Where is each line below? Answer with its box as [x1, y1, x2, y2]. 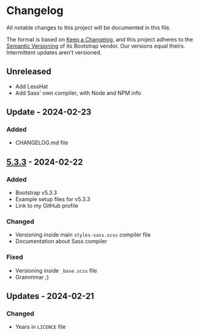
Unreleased [6, 67, 52, 77]
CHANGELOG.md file [15, 139, 69, 147]
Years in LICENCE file [15, 323, 66, 331]
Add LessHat [15, 83, 48, 90]
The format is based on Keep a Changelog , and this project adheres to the [6, 35, 193, 43]
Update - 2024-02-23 [6, 107, 92, 117]
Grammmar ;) [15, 273, 49, 281]
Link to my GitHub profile [15, 202, 78, 210]
